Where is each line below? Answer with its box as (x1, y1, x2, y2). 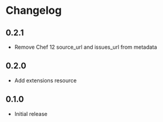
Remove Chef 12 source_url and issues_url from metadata (14, 43, 158, 50)
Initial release (14, 110, 48, 117)
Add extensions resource (14, 76, 77, 84)
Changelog (5, 4, 62, 17)
